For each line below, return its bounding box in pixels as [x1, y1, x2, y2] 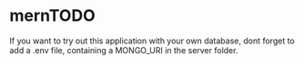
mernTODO [9, 5, 96, 26]
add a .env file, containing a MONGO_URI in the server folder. [9, 44, 238, 55]
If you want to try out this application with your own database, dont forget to [9, 35, 295, 46]
